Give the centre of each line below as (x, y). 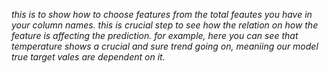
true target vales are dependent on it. (88, 57)
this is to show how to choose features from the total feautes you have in (162, 14)
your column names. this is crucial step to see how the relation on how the (165, 25)
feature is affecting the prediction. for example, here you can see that (155, 35)
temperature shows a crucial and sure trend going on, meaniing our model (165, 46)
